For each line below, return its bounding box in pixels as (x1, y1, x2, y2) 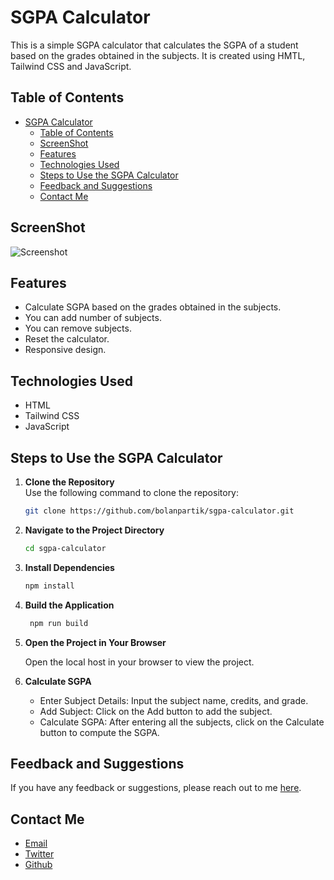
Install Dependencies (24, 561, 115, 573)
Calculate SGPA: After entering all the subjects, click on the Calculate (39, 716, 325, 728)
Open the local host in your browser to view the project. (24, 656, 255, 668)
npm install (24, 581, 75, 591)
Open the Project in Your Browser (24, 636, 167, 648)
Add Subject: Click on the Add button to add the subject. (39, 705, 273, 717)
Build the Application (24, 599, 115, 611)
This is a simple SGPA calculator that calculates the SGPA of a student (10, 39, 299, 51)
